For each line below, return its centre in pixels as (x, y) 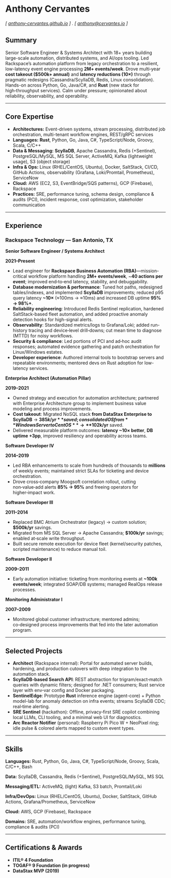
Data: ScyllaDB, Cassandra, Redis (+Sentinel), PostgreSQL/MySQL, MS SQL (85, 776)
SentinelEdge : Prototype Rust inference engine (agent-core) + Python (87, 696)
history (20, 330)
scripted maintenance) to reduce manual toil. (60, 549)
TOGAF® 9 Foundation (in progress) (51, 865)
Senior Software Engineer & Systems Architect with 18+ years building (79, 52)
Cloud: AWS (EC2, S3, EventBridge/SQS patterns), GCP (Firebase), (83, 183)
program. (22, 630)
